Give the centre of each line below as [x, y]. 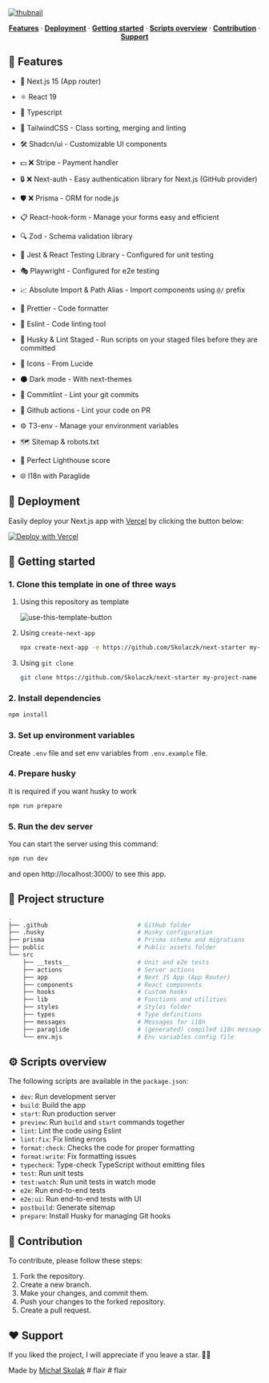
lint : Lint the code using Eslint [70, 1131]
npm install [28, 715]
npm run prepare [35, 805]
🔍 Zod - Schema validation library [76, 236]
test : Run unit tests [52, 1174]
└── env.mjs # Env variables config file [128, 1037]
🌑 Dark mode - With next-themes [76, 379]
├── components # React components [112, 985]
